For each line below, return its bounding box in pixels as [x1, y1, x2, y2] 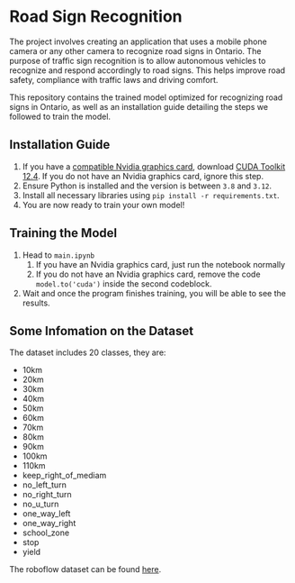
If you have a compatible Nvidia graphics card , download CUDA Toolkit [22, 160, 286, 172]
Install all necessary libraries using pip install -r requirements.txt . [22, 189, 281, 200]
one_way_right [22, 518, 76, 529]
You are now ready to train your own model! [22, 199, 185, 210]
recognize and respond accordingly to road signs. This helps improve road [9, 65, 286, 76]
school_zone [22, 527, 70, 538]
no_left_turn [22, 479, 67, 490]
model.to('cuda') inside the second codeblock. [35, 278, 213, 289]
